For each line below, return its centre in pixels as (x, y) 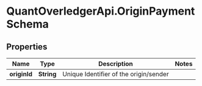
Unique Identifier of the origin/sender (116, 74)
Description (116, 64)
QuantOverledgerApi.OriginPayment (101, 11)
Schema (27, 24)
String (47, 74)
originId (21, 74)
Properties (27, 47)
